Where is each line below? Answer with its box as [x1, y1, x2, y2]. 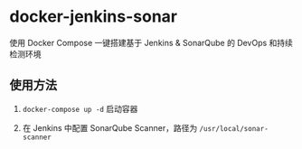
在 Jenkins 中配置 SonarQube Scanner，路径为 [22, 122, 198, 133]
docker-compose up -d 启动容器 [22, 103, 138, 114]
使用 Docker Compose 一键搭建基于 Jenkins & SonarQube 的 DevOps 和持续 [9, 37, 294, 48]
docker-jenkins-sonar [9, 6, 178, 27]
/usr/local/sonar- [199, 124, 269, 133]
